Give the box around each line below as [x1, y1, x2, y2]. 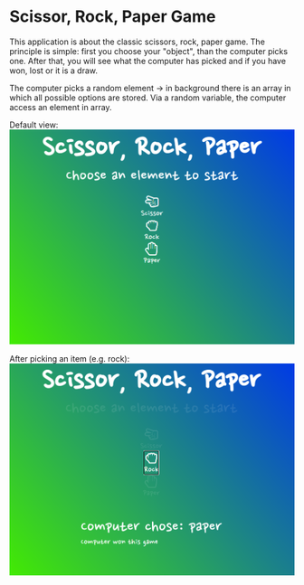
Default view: [9, 119, 59, 130]
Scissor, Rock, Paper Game [9, 6, 216, 27]
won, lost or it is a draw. [9, 65, 98, 76]
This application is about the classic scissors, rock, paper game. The [9, 36, 265, 47]
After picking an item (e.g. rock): [9, 354, 130, 364]
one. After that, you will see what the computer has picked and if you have [9, 55, 287, 66]
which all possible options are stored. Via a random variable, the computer [9, 92, 287, 103]
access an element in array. [9, 101, 112, 112]
